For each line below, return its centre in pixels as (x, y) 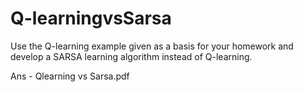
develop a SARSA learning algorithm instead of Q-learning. (131, 56)
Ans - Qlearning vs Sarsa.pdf (70, 76)
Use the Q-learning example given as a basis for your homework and (152, 46)
